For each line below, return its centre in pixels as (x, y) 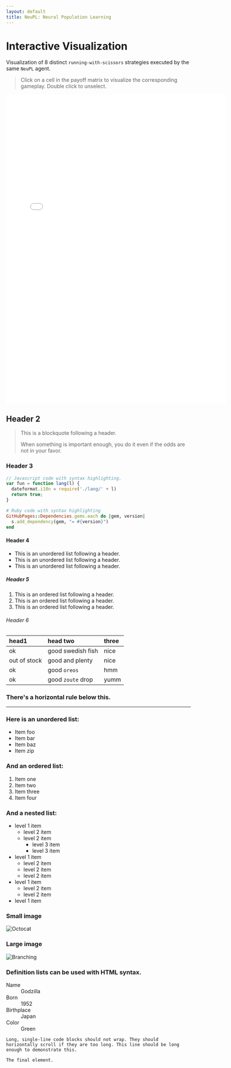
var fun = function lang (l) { (43, 484)
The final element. (30, 1060)
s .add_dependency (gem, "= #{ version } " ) (60, 521)
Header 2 (23, 419)
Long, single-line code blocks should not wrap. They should (82, 1039)
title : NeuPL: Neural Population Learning (59, 17)
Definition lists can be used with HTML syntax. (74, 972)
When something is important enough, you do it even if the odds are (103, 444)
